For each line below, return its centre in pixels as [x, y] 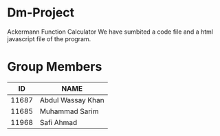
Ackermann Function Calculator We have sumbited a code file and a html [110, 32]
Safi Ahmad [58, 122]
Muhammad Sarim [69, 111]
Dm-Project [41, 13]
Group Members [55, 67]
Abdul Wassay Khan [72, 100]
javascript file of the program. [49, 38]
